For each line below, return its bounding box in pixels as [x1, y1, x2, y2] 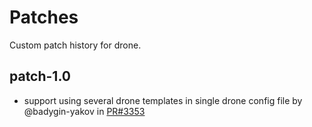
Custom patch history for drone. [9, 39, 142, 51]
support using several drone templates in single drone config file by [23, 94, 303, 106]
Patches [9, 6, 79, 29]
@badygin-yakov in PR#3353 [23, 105, 146, 117]
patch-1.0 [9, 68, 71, 85]
